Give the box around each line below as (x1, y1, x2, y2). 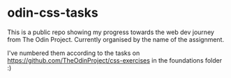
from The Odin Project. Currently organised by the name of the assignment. (7, 35, 225, 43)
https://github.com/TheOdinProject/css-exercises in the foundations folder (7, 56, 223, 64)
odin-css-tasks (7, 5, 99, 21)
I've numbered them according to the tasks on (7, 49, 140, 57)
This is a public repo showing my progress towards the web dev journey (7, 28, 215, 36)
